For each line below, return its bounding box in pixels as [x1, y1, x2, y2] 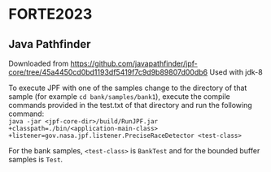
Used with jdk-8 [209, 67, 263, 77]
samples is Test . [8, 155, 63, 164]
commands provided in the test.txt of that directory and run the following [8, 101, 252, 110]
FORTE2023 [8, 5, 93, 24]
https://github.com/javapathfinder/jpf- [70, 58, 198, 68]
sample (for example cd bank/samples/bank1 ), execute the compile [8, 92, 230, 101]
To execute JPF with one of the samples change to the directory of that [8, 83, 247, 92]
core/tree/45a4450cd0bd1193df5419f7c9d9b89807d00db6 [8, 67, 208, 77]
